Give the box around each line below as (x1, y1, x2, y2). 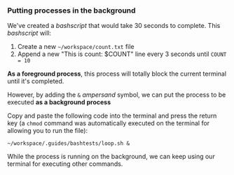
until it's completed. (7, 77, 64, 85)
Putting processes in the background (7, 6, 136, 15)
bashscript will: (7, 29, 51, 37)
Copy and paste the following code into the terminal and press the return (7, 111, 217, 120)
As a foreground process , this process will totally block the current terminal (7, 69, 226, 78)
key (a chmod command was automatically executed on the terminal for (7, 119, 210, 127)
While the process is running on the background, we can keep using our (7, 153, 215, 161)
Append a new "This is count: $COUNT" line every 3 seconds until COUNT (17, 50, 227, 58)
